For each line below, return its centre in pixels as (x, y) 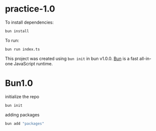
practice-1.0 (30, 9)
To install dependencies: (30, 22)
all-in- (145, 58)
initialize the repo (22, 96)
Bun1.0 (19, 83)
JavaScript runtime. (33, 63)
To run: (12, 40)
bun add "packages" (25, 124)
